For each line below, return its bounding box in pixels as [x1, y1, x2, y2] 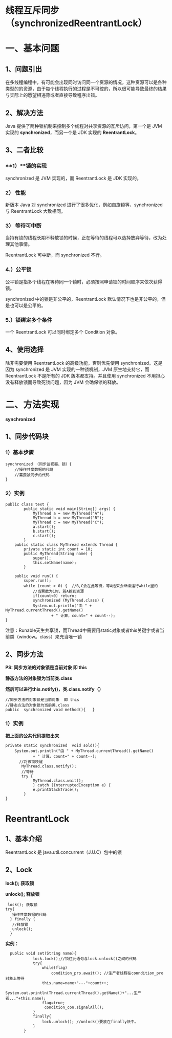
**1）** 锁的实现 [5, 162, 47, 169]
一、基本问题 [5, 43, 60, 54]
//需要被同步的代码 [14, 473, 50, 478]
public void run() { [14, 573, 58, 579]
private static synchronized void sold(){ [5, 743, 100, 748]
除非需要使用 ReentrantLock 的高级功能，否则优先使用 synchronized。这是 [5, 360, 163, 366]
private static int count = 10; [24, 546, 93, 551]
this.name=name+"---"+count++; [41, 980, 109, 985]
